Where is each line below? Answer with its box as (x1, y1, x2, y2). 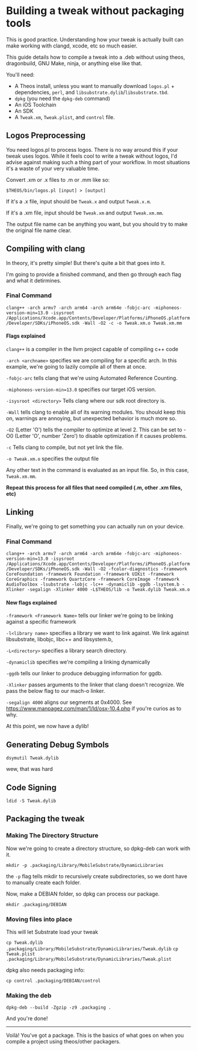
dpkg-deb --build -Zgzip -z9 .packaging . (6, 1005, 111, 1011)
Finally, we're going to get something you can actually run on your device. (6, 523, 185, 530)
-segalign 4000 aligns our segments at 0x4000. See (6, 699, 132, 706)
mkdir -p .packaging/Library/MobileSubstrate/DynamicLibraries (6, 862, 164, 868)
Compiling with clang (6, 244, 86, 254)
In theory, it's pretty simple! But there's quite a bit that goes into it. (6, 259, 166, 266)
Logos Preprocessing (6, 131, 86, 141)
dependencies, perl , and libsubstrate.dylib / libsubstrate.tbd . (14, 89, 169, 96)
